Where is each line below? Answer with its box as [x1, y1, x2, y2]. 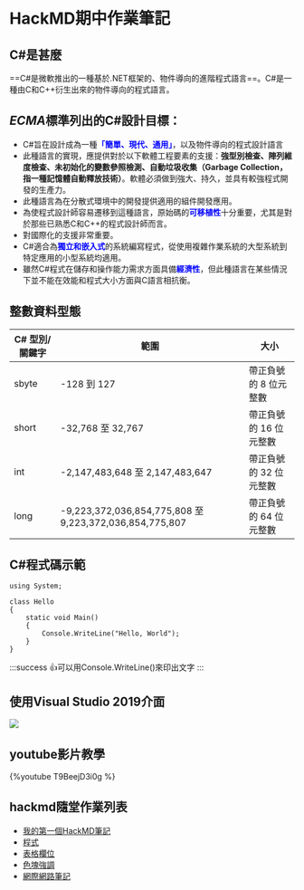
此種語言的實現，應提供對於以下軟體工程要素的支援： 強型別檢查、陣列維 [22, 150, 292, 161]
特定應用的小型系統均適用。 [22, 252, 127, 263]
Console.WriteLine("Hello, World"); [42, 629, 180, 638]
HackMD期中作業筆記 [9, 8, 171, 29]
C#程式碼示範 [9, 558, 86, 573]
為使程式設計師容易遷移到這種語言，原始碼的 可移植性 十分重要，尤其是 [22, 206, 285, 217]
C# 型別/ [14, 332, 52, 345]
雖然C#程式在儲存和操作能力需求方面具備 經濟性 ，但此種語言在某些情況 [22, 263, 288, 274]
